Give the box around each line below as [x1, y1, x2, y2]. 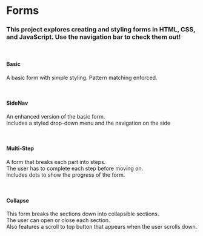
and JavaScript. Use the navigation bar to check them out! [6, 33, 181, 41]
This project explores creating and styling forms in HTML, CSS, [6, 25, 196, 34]
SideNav [6, 99, 28, 107]
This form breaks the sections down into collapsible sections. [6, 210, 159, 218]
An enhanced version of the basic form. [6, 113, 105, 120]
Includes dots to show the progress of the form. [6, 171, 125, 179]
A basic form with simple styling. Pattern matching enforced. [6, 74, 158, 81]
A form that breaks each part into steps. [6, 159, 106, 166]
